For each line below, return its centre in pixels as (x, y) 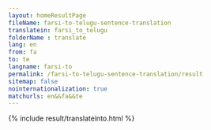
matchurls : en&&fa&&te (45, 96)
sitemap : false (33, 81)
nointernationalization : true (58, 89)
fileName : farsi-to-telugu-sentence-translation (90, 23)
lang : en (23, 45)
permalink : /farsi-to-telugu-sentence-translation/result (105, 74)
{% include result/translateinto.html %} (72, 118)
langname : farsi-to (40, 67)
